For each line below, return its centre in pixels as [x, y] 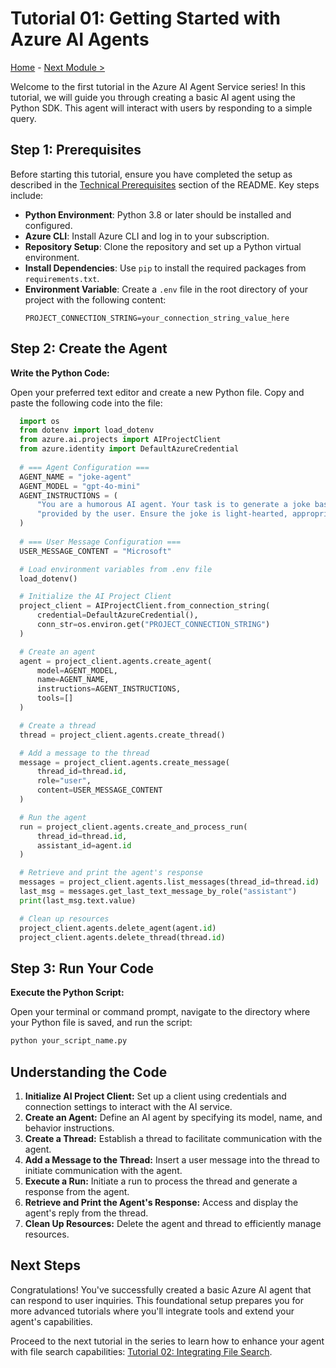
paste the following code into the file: [86, 403]
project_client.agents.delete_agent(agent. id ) [118, 928]
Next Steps [45, 1265]
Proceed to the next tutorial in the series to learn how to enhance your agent [167, 1341]
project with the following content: [95, 299]
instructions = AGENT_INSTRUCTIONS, [109, 689]
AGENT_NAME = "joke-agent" [75, 477]
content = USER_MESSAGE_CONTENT [99, 790]
